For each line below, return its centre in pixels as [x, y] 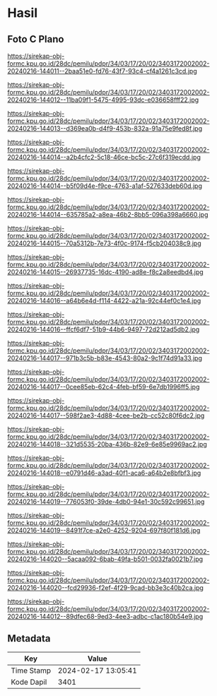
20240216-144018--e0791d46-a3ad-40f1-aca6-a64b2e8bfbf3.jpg [104, 473]
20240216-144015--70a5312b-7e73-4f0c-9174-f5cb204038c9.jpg [104, 243]
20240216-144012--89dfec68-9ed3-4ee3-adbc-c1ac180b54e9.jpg [105, 617]
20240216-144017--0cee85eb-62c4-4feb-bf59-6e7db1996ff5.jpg [104, 387]
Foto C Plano [36, 39]
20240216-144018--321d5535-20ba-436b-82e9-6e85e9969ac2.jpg [107, 444]
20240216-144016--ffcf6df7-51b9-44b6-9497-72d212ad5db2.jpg [104, 329]
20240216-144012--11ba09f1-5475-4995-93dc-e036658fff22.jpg [103, 100]
